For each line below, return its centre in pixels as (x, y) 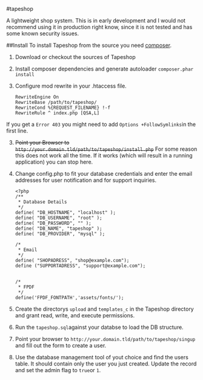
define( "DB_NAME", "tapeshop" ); (58, 229)
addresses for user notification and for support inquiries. (85, 180)
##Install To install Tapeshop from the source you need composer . (89, 45)
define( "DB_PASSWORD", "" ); (53, 223)
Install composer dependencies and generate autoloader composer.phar (104, 69)
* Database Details (42, 202)
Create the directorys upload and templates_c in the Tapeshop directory (104, 309)
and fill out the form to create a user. (61, 345)
